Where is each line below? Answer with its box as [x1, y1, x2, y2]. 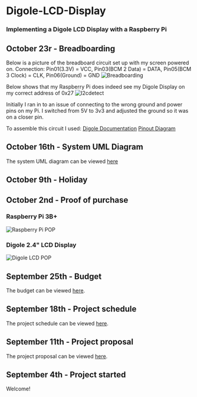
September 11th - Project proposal [6, 337, 134, 347]
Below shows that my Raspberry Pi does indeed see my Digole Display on [6, 83, 185, 90]
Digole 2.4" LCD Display [6, 240, 77, 249]
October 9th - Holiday [6, 175, 88, 185]
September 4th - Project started [6, 369, 126, 379]
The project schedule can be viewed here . [6, 320, 109, 327]
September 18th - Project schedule [6, 304, 137, 314]
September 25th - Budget [6, 271, 102, 281]
